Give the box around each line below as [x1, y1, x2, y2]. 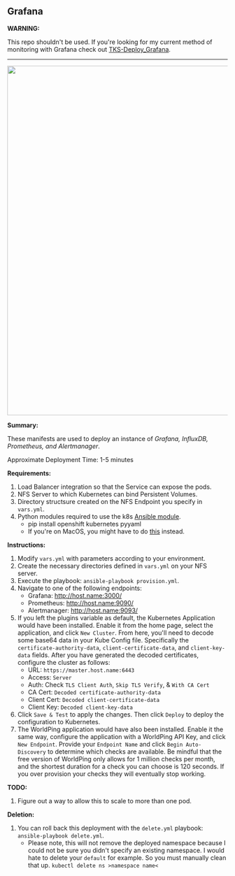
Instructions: [7, 540, 46, 549]
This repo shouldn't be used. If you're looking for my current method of [7, 38, 213, 46]
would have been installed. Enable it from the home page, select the [17, 621, 213, 629]
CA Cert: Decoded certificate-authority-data [27, 688, 161, 696]
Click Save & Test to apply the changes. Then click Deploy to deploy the [17, 710, 225, 719]
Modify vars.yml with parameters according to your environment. [17, 554, 206, 562]
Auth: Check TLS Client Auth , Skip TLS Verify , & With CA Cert [27, 680, 210, 689]
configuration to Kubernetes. [17, 717, 101, 726]
